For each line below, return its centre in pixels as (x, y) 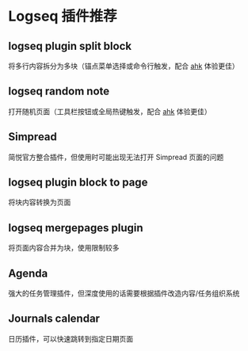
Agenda (28, 273)
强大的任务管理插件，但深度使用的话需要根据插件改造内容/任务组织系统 (124, 293)
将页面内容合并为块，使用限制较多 (64, 248)
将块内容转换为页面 (40, 202)
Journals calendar (54, 319)
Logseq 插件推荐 (63, 16)
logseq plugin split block (70, 46)
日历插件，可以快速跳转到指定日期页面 (71, 338)
